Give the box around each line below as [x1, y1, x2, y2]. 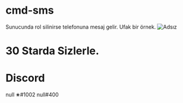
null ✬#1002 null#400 [5, 91, 59, 98]
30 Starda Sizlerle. [5, 44, 99, 58]
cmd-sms [5, 4, 54, 17]
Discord [5, 71, 45, 85]
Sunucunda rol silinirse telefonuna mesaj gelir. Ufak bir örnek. [5, 23, 156, 30]
